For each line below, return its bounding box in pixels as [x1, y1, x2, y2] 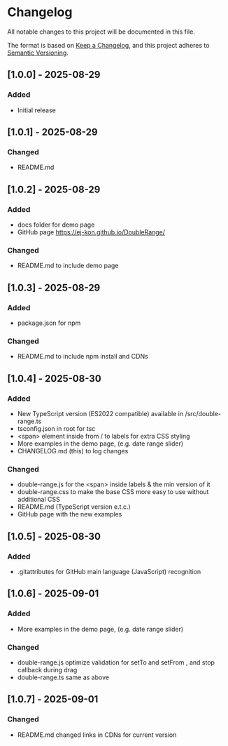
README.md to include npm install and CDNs [17, 352, 148, 361]
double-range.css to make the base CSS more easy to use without [17, 488, 209, 496]
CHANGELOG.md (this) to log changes [17, 446, 129, 455]
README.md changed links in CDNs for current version [17, 731, 177, 739]
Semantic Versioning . [7, 48, 69, 57]
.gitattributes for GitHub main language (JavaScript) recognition [17, 567, 201, 575]
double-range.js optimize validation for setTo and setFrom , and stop [17, 658, 215, 667]
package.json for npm [17, 319, 81, 327]
